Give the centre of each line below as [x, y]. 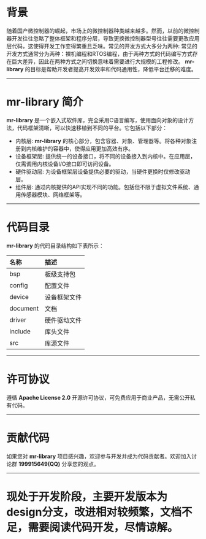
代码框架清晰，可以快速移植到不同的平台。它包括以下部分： [92, 128]
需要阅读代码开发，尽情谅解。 [103, 527]
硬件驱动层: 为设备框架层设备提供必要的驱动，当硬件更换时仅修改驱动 [103, 171]
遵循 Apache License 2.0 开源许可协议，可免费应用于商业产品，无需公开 [98, 397]
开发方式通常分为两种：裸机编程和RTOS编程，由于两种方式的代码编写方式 [100, 53]
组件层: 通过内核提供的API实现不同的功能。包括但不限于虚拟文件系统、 [105, 187]
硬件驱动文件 [63, 320]
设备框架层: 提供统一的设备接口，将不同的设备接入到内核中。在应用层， [105, 156]
